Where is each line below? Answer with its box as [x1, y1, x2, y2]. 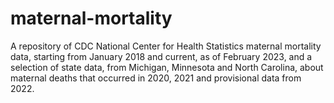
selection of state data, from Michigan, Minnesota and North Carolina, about [10, 61, 324, 73]
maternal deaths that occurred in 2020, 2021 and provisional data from [10, 72, 302, 84]
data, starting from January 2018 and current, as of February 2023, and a [10, 50, 313, 62]
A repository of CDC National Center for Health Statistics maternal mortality [10, 40, 322, 52]
